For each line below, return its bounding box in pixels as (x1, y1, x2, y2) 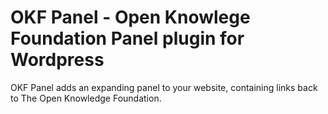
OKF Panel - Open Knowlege (10, 6, 251, 29)
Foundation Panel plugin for (10, 27, 245, 50)
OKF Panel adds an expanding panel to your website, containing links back (10, 81, 318, 93)
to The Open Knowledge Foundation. (10, 92, 162, 104)
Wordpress (10, 49, 105, 71)
